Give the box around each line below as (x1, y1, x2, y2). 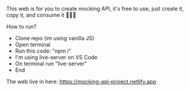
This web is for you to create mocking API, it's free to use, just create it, (6, 5, 184, 12)
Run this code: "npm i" (14, 47, 71, 54)
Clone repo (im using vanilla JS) (14, 35, 95, 41)
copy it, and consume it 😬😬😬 (6, 11, 77, 19)
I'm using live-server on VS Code (14, 54, 98, 60)
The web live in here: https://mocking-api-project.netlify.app (6, 78, 157, 85)
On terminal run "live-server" (14, 60, 87, 67)
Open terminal (14, 41, 51, 48)
